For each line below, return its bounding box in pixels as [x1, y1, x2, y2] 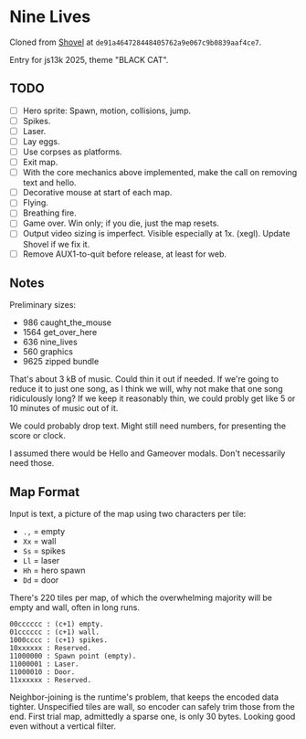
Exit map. [22, 157, 58, 168]
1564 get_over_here [22, 327, 98, 338]
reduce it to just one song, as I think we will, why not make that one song [9, 384, 283, 395]
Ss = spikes [22, 545, 66, 556]
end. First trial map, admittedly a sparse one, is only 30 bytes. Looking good [9, 711, 296, 723]
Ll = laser [22, 555, 60, 566]
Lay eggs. [22, 135, 60, 147]
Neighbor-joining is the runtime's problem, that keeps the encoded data [9, 691, 280, 702]
